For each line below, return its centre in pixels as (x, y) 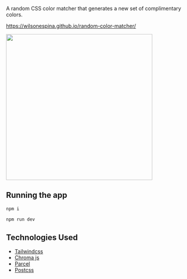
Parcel (22, 264)
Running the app (37, 195)
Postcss (24, 270)
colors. (14, 15)
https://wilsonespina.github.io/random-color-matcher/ (71, 26)
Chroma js (27, 258)
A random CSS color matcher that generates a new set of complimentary (93, 8)
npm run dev (20, 219)
